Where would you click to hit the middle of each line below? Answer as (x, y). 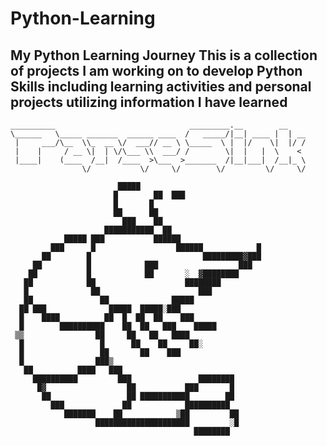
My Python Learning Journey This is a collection (164, 55)
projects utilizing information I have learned (149, 102)
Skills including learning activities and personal (161, 86)
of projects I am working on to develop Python (156, 70)
